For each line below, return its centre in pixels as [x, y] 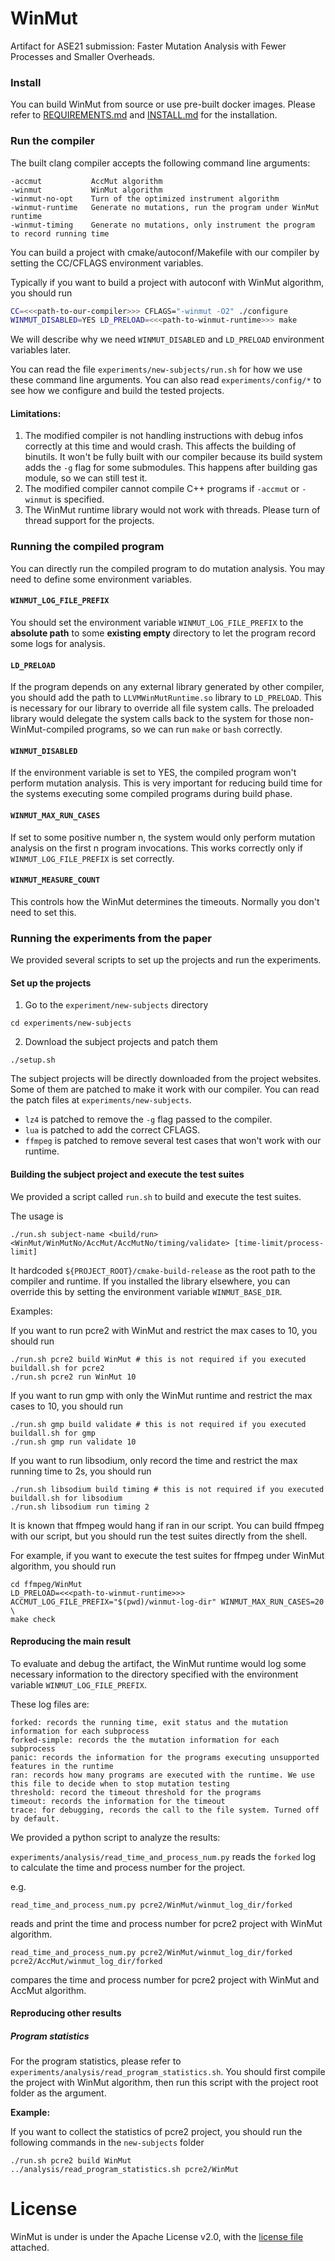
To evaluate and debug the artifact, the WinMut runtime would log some [158, 1663]
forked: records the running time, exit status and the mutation [149, 1722]
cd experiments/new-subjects [71, 1023]
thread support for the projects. [89, 521]
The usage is [37, 1216]
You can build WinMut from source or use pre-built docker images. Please [163, 104]
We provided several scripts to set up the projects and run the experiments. [166, 960]
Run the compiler [52, 141]
